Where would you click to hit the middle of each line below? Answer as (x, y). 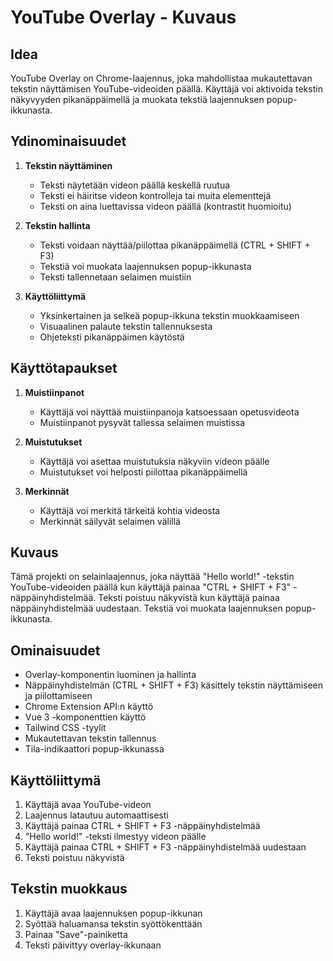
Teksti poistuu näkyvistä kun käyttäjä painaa (189, 598)
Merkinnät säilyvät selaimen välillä (110, 521)
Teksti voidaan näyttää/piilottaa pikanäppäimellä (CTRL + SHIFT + (175, 245)
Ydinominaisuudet (68, 141)
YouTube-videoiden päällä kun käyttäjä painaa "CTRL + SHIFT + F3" (151, 587)
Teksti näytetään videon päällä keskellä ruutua (135, 185)
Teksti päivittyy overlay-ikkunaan (93, 945)
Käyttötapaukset (64, 368)
